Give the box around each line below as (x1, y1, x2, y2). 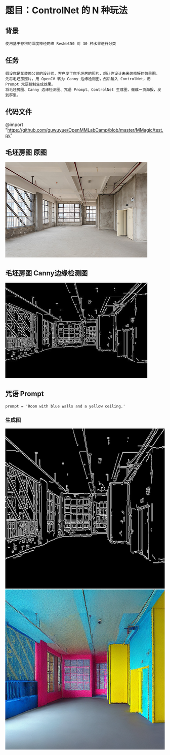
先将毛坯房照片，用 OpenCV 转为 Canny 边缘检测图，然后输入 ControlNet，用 (5, 76, 151, 81)
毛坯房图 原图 (5, 148, 47, 157)
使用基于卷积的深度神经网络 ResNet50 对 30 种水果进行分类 (5, 41, 116, 46)
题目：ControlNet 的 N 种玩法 (5, 5, 128, 16)
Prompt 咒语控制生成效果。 (5, 82, 56, 87)
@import (5, 121, 24, 128)
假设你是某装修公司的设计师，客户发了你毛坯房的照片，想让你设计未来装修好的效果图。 (5, 71, 160, 76)
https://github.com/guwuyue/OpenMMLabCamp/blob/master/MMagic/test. (7, 127, 163, 133)
